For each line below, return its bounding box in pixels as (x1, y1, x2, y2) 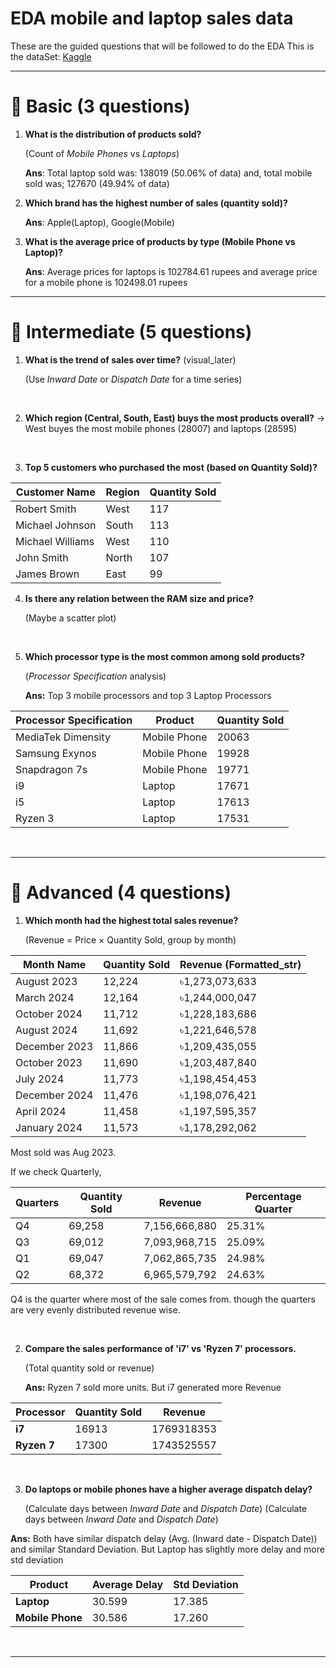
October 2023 (15, 1055, 83, 1069)
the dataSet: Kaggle (10, 50, 92, 62)
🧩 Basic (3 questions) (10, 95, 191, 118)
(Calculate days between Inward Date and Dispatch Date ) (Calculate (24, 1502, 308, 1514)
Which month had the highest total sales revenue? (24, 914, 239, 926)
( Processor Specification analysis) (24, 670, 167, 682)
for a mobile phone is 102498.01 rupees (24, 276, 188, 288)
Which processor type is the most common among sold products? (24, 650, 306, 662)
